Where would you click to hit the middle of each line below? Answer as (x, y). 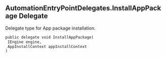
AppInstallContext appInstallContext (47, 46)
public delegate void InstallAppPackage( (50, 37)
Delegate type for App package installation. (50, 28)
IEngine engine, (25, 42)
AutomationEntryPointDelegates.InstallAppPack (83, 8)
